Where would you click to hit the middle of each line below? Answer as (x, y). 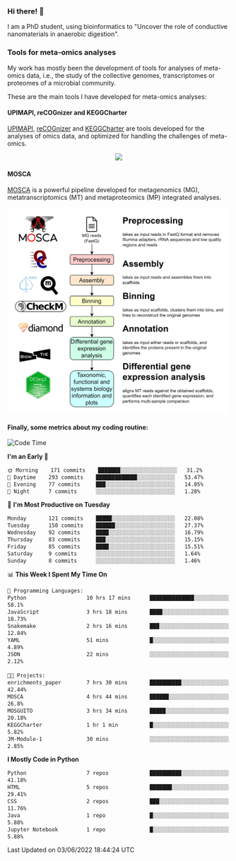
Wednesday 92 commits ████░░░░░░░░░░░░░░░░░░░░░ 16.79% (105, 533)
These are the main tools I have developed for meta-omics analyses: (107, 96)
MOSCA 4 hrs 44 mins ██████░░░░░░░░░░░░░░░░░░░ (118, 697)
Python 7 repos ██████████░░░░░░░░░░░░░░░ (118, 773)
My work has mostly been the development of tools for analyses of (105, 68)
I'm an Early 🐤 (28, 457)
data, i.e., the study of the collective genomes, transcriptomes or (121, 75)
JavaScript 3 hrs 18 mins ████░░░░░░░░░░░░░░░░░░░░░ (118, 612)
